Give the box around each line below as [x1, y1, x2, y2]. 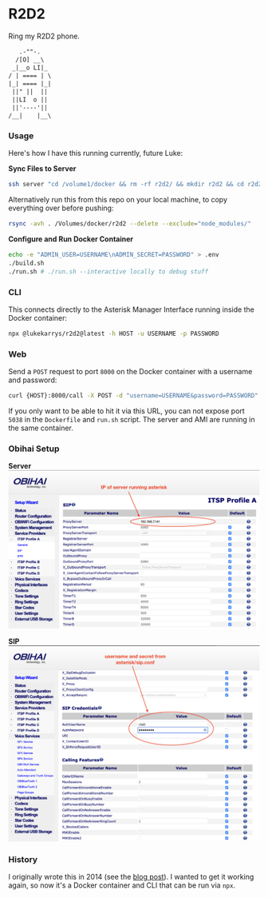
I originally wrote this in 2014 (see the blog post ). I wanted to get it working [8, 872, 254, 882]
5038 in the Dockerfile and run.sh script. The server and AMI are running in [8, 414, 255, 424]
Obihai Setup [8, 443, 60, 454]
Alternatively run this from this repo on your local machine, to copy [8, 195, 228, 205]
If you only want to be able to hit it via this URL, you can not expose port [8, 405, 245, 416]
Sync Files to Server [8, 164, 77, 174]
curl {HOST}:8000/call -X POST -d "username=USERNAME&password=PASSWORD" [8, 392, 259, 400]
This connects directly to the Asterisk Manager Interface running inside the [8, 305, 255, 314]
